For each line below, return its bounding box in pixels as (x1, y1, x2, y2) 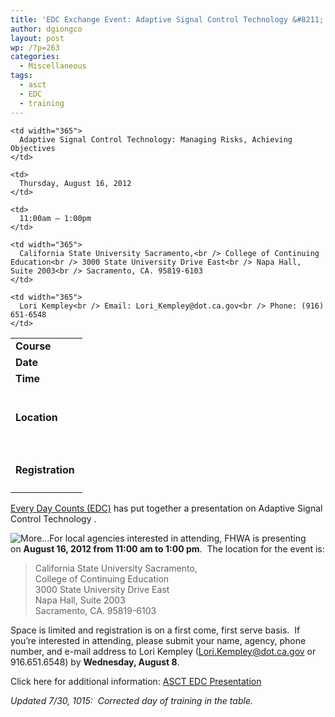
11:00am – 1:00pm (19, 213, 92, 223)
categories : (10, 52, 60, 62)
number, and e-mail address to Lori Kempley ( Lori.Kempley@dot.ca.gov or (10, 646, 317, 657)
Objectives (10, 143, 56, 153)
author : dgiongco (10, 24, 83, 34)
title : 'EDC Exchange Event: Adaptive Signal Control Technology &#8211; (10, 14, 325, 25)
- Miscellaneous (19, 61, 87, 71)
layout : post (10, 33, 65, 43)
